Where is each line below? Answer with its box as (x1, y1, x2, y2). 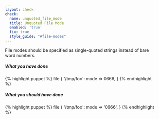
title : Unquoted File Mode (9, 20, 64, 26)
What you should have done (5, 92, 63, 98)
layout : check (5, 7, 34, 12)
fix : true (9, 30, 29, 34)
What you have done (5, 63, 48, 69)
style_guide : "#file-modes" (9, 34, 67, 39)
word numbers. (5, 52, 35, 58)
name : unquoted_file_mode (9, 16, 62, 21)
